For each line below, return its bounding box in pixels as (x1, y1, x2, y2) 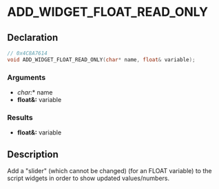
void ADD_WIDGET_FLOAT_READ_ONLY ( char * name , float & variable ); (7, 56, 196, 63)
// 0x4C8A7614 (7, 50, 48, 57)
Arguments (7, 72, 46, 82)
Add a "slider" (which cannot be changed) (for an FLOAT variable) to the (7, 167, 212, 175)
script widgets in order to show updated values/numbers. (7, 174, 170, 183)
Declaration (7, 32, 59, 43)
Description (7, 148, 59, 160)
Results (7, 112, 33, 122)
